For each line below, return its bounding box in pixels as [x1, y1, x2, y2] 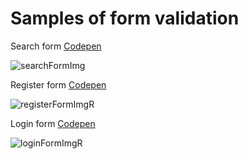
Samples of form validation [10, 7, 240, 30]
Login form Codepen [10, 117, 96, 129]
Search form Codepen [10, 40, 102, 52]
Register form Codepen [10, 78, 107, 91]
